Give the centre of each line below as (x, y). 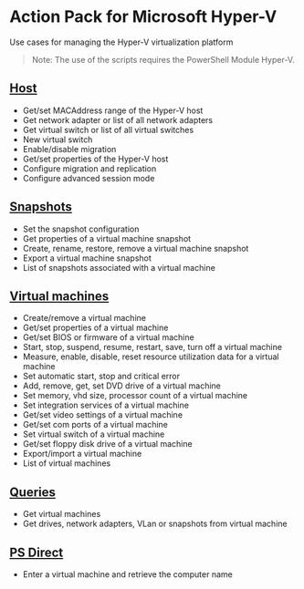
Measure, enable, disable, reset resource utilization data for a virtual (151, 356)
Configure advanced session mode (89, 178)
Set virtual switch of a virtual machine (94, 434)
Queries (33, 492)
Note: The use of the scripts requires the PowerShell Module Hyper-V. (163, 59)
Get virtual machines (62, 514)
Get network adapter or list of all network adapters (117, 119)
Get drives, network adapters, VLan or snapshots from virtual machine (155, 524)
